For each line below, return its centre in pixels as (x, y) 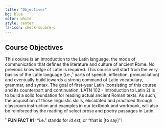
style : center (20, 23)
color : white (18, 18)
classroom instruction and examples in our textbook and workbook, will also (82, 106)
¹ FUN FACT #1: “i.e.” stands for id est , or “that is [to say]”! (64, 120)
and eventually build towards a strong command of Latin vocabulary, (74, 80)
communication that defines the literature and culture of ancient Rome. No (80, 64)
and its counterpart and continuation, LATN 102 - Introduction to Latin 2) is (80, 90)
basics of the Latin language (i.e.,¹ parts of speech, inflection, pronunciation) (82, 74)
